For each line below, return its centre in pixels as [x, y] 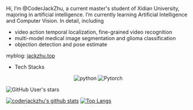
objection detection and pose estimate [61, 44]
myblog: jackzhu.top [31, 56]
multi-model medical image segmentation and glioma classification [95, 38]
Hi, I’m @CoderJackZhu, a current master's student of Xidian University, [93, 8]
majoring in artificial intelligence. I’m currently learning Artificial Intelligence [97, 15]
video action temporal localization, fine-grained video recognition [93, 32]
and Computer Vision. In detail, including [55, 21]
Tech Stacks [30, 67]
